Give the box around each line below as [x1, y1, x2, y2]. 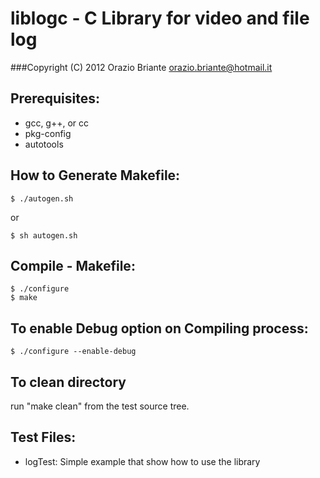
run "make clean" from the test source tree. [10, 400, 190, 412]
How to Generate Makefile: [10, 167, 181, 184]
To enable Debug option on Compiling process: [10, 320, 309, 337]
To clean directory [10, 373, 127, 391]
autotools [24, 138, 64, 150]
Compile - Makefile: [10, 257, 136, 274]
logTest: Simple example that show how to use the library [24, 455, 261, 467]
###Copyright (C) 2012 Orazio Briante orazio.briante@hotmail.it [10, 61, 273, 73]
